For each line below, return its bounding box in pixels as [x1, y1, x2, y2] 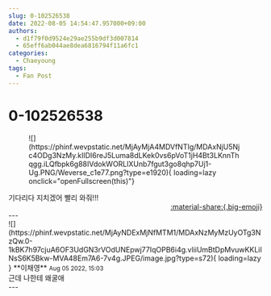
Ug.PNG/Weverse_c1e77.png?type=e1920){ [28, 167, 172, 177]
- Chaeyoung [15, 57, 56, 65]
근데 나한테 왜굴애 [8, 273, 65, 282]
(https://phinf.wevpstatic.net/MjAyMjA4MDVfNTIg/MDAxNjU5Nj [28, 142, 240, 152]
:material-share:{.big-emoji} [170, 202, 263, 211]
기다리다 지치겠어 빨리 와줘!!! [8, 193, 99, 202]
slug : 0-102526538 [8, 11, 70, 20]
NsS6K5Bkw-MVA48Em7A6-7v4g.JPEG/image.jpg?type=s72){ [8, 253, 217, 263]
